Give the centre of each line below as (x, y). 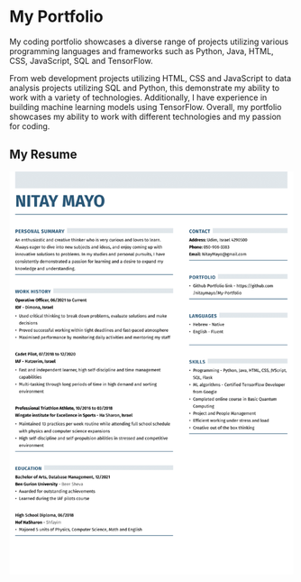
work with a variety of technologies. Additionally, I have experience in (138, 97)
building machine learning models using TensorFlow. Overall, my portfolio (146, 106)
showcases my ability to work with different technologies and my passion (146, 116)
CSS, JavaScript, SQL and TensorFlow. (81, 60)
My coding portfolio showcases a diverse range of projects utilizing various (149, 42)
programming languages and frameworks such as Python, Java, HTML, (141, 51)
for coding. (30, 126)
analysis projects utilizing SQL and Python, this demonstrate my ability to (145, 88)
